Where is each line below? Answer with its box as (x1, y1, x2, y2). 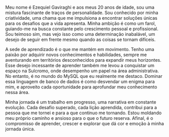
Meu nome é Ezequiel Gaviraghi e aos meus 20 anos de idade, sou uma (5, 5, 155, 10)
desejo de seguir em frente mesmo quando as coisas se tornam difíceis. (5, 36, 156, 42)
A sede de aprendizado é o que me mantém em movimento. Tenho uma (5, 47, 154, 52)
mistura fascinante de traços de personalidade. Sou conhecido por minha (5, 10, 158, 16)
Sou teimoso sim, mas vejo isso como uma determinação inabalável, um (5, 31, 155, 37)
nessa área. (5, 89, 30, 95)
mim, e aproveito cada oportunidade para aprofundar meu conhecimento (5, 84, 157, 90)
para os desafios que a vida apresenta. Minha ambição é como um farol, (5, 20, 156, 26)
